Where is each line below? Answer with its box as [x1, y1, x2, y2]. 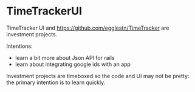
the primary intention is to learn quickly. [6, 79, 106, 86]
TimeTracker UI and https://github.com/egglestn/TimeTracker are [6, 24, 169, 31]
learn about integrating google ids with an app [15, 61, 131, 68]
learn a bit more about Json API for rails [15, 54, 115, 61]
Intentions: [6, 42, 33, 50]
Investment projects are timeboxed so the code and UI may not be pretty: [6, 72, 190, 79]
